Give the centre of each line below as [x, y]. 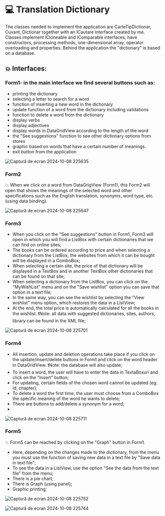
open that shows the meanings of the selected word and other [69, 190]
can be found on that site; [39, 276]
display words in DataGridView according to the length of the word [80, 130]
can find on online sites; [37, 245]
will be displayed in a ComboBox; [46, 260]
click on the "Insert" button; [41, 377]
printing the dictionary [35, 94]
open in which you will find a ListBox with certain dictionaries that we [83, 240]
